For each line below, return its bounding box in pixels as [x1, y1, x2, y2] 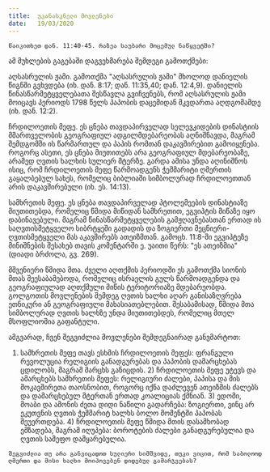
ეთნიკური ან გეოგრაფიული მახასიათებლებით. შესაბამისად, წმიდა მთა [8, 299, 255, 308]
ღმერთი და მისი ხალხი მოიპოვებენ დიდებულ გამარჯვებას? [8, 457, 197, 465]
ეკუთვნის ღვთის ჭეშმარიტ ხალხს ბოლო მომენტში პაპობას [19, 408, 222, 418]
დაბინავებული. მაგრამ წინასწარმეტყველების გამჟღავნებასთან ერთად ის [8, 215, 262, 224]
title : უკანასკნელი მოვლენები [8, 11, 114, 20]
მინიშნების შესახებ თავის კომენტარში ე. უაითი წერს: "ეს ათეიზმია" [8, 240, 238, 250]
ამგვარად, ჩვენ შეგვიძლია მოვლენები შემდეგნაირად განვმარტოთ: [8, 332, 241, 342]
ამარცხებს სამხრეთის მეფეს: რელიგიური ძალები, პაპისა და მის [19, 373, 241, 383]
